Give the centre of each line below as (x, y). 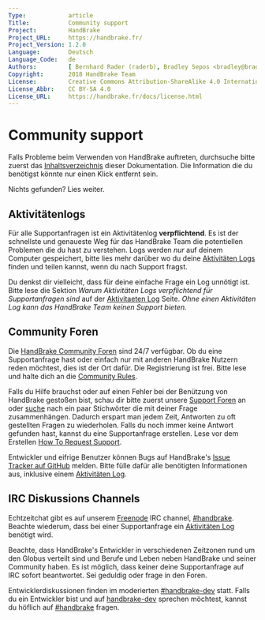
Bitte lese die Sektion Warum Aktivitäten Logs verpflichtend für (110, 290)
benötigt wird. (31, 535)
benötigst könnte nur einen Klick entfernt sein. (83, 174)
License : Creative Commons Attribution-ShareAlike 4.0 (114, 81)
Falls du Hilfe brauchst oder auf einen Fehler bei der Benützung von (118, 391)
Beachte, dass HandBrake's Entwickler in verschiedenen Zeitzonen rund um (131, 550)
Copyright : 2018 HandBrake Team (72, 74)
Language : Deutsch (50, 52)
